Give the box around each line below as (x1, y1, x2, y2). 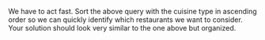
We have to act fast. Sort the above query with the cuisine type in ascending (8, 7, 257, 16)
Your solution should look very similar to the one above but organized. (8, 24, 237, 32)
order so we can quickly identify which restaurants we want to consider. (8, 15, 243, 24)
